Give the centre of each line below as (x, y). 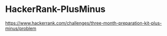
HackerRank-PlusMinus (55, 9)
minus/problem (21, 28)
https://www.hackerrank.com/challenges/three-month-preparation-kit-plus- (83, 23)
